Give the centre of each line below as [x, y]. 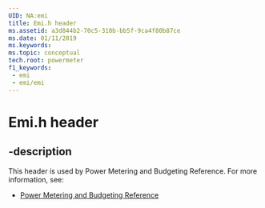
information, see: [36, 179]
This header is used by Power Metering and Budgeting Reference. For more [133, 171]
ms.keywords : [30, 46]
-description [40, 152]
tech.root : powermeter [46, 61]
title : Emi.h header [43, 23]
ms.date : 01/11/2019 [43, 38]
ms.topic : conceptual [44, 53]
